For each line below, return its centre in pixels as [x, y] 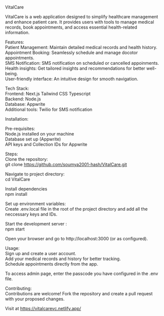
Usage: [12, 248]
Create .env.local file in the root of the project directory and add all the [76, 209]
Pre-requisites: [20, 129]
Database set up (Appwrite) [33, 139]
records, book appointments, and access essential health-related [71, 27]
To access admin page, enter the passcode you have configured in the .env [82, 273]
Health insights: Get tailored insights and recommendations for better [75, 68]
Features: [15, 42]
